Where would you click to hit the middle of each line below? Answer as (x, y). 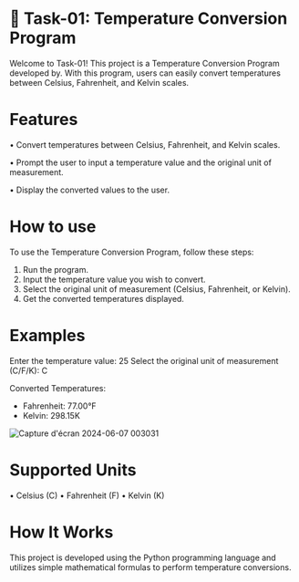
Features (44, 120)
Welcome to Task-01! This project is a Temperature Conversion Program (144, 63)
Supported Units (73, 470)
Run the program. (56, 269)
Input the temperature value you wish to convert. (114, 279)
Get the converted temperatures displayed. (103, 298)
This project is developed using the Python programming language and (143, 557)
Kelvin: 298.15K (51, 415)
